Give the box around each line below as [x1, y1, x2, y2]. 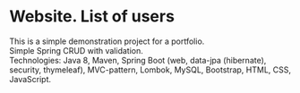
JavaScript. [9, 73, 52, 84]
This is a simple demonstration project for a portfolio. [9, 36, 205, 46]
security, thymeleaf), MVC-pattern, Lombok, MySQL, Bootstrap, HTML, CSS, [9, 64, 292, 75]
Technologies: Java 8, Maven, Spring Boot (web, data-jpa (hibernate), [9, 55, 267, 65]
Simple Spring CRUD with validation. [9, 45, 143, 55]
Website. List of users [9, 6, 175, 27]
